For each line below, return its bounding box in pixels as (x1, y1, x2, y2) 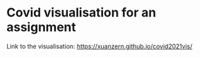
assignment (6, 19, 77, 35)
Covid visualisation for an (6, 5, 156, 21)
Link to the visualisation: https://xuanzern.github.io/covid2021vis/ (6, 42, 193, 50)
